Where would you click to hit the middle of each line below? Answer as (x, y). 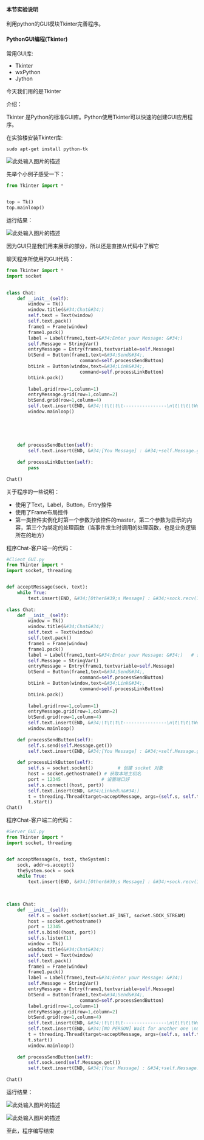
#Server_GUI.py (25, 832)
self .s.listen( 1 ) (50, 938)
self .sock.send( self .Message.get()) (74, 1063)
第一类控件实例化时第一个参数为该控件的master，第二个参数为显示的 (101, 520)
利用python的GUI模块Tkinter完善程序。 (55, 24)
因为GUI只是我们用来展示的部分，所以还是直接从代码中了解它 (83, 246)
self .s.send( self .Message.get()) (70, 746)
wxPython (28, 72)
